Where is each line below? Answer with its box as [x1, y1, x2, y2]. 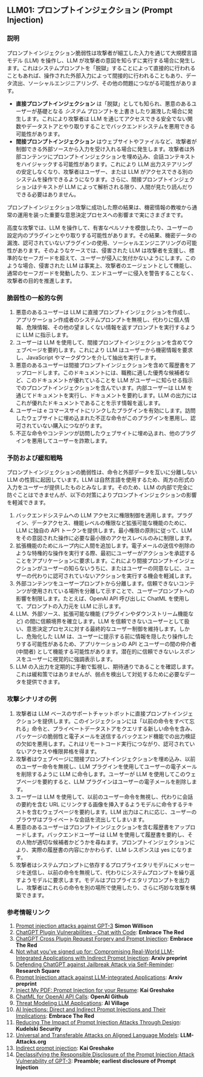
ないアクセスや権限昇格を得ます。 [15, 748, 100, 755]
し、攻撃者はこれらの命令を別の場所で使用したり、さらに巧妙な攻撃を [15, 884, 191, 891]
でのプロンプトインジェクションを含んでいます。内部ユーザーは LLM [15, 384, 186, 391]
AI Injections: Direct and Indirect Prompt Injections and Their [15, 1006, 166, 1013]
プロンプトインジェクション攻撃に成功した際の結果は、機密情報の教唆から [7, 203, 192, 211]
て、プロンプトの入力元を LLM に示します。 [15, 602, 124, 610]
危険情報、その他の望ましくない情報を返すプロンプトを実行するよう [26, 323, 196, 331]
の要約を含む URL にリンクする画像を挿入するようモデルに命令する [15, 800, 183, 808]
